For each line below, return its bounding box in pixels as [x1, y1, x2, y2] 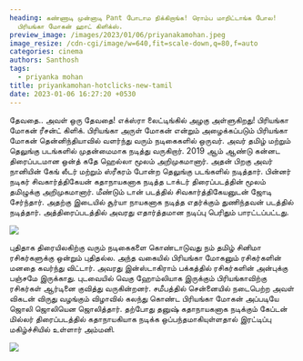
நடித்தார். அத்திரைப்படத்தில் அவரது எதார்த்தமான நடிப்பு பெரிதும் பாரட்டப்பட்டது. [9, 206, 289, 217]
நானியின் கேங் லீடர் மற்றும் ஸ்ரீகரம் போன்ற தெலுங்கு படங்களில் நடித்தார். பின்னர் [9, 165, 291, 176]
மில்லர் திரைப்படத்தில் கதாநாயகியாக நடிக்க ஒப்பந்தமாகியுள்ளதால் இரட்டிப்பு [9, 313, 272, 324]
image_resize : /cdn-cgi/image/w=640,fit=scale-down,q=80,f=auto [9, 38, 258, 48]
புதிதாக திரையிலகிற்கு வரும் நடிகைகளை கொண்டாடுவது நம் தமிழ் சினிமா [9, 242, 262, 253]
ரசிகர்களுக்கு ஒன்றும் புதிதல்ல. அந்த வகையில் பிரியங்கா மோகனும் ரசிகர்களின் [9, 252, 282, 263]
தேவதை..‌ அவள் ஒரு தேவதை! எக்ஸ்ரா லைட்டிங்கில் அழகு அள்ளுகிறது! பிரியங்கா [9, 115, 289, 125]
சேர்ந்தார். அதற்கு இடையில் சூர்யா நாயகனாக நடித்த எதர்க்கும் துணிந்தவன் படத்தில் [9, 196, 294, 207]
